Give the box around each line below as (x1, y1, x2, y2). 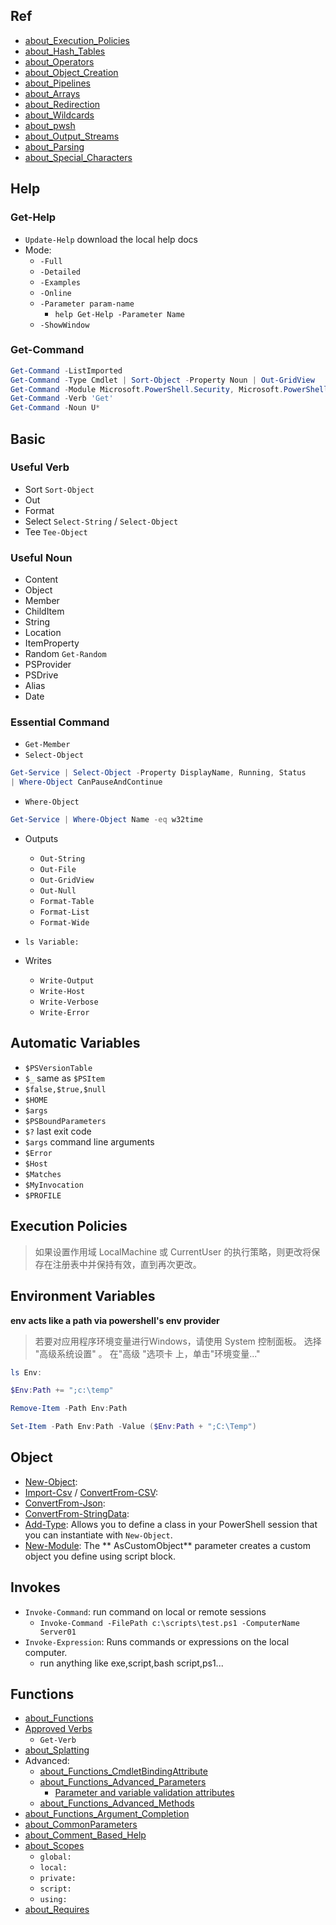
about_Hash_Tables (24, 45, 106, 57)
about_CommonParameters (24, 1819, 138, 1831)
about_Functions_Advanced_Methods (39, 1797, 195, 1809)
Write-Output (39, 976, 95, 986)
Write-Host (39, 987, 86, 997)
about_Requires (24, 1904, 90, 1916)
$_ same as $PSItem (24, 1072, 105, 1084)
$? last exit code (24, 1125, 92, 1137)
